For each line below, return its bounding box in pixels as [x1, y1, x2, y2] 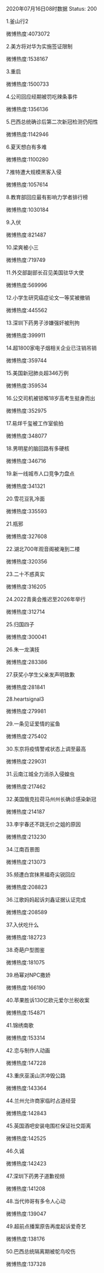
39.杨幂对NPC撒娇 [6, 971, 51, 979]
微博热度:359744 [6, 357, 47, 364]
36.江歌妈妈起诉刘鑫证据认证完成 [6, 896, 86, 903]
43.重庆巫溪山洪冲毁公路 [6, 1072, 66, 1079]
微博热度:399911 [6, 332, 46, 339]
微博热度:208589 [6, 909, 48, 915]
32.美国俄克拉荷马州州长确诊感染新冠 [6, 796, 97, 802]
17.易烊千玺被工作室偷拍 [6, 420, 63, 427]
